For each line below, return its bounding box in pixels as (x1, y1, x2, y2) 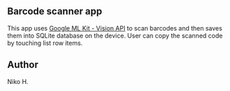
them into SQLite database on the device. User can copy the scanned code (7, 31, 223, 40)
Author (7, 59, 38, 71)
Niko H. (7, 77, 29, 85)
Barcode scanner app (7, 6, 102, 17)
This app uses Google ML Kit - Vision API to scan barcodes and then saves (7, 24, 223, 32)
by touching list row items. (7, 38, 83, 47)
